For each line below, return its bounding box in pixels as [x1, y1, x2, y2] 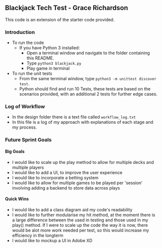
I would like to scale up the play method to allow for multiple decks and [12, 159, 154, 165]
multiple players [12, 164, 45, 170]
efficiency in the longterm [12, 232, 64, 238]
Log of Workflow [5, 103, 45, 110]
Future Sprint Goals [5, 136, 52, 143]
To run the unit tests [12, 71, 52, 76]
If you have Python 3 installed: [19, 45, 80, 51]
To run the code [12, 40, 44, 45]
